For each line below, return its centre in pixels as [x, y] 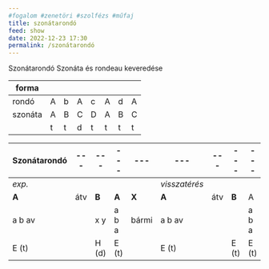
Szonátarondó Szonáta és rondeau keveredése [86, 68]
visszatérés [182, 184]
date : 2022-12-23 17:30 [48, 38]
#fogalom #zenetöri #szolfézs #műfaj [71, 16]
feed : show [26, 30]
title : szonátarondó [43, 23]
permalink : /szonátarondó [51, 46]
